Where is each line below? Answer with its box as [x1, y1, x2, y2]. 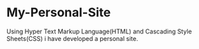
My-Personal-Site [6, 5, 111, 20]
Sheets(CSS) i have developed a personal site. [6, 34, 139, 42]
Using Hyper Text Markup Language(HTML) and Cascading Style [6, 27, 192, 35]
